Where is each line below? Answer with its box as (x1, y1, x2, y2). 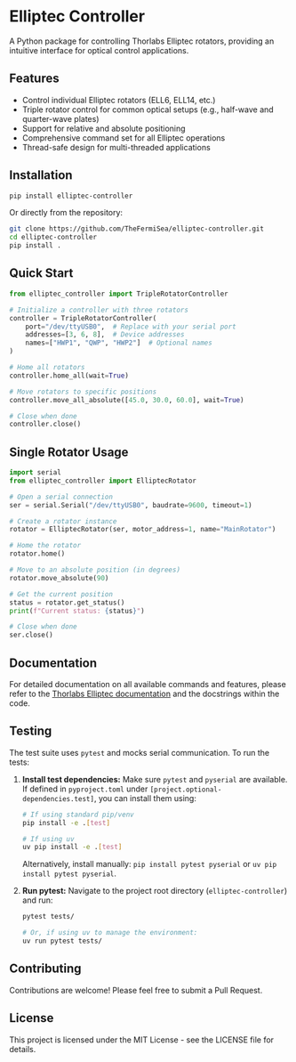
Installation (9, 167, 73, 183)
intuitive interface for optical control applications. (9, 45, 189, 55)
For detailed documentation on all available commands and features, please (9, 679, 286, 689)
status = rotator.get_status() (9, 598, 125, 607)
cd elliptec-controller (9, 233, 98, 242)
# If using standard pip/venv (21, 810, 135, 819)
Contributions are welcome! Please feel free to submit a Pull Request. (9, 985, 263, 995)
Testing (9, 724, 52, 739)
